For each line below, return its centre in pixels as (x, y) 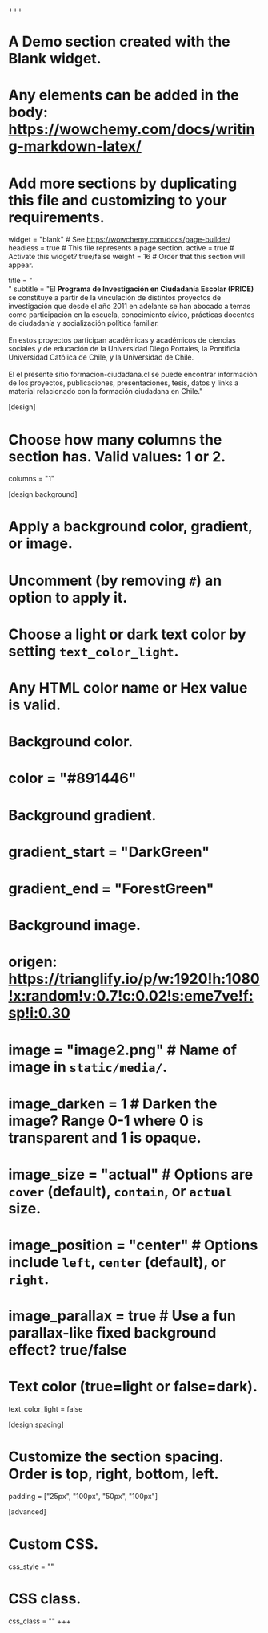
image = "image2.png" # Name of (123, 1050)
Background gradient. (82, 815)
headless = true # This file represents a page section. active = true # (121, 248)
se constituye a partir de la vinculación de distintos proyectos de (115, 298)
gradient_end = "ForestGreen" (111, 888)
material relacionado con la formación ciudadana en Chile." (106, 392)
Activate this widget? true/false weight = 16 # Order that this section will (127, 257)
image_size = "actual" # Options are (131, 1174)
